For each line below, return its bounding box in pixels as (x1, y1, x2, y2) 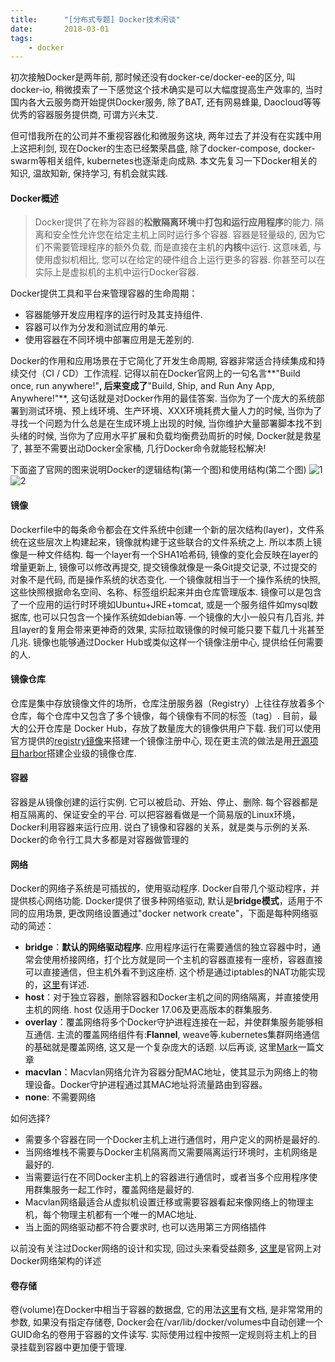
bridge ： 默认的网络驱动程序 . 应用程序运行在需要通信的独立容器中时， (24, 941, 313, 953)
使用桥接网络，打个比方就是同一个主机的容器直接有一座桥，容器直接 (42, 954, 323, 966)
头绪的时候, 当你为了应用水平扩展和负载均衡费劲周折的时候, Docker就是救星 (10, 430, 322, 442)
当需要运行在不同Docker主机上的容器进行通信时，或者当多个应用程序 (24, 1171, 310, 1183)
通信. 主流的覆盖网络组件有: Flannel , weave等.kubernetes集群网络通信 (33, 1029, 321, 1041)
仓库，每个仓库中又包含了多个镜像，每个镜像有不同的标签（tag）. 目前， (10, 709, 310, 721)
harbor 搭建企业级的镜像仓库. (18, 747, 137, 759)
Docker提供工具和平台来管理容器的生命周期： (10, 287, 198, 300)
